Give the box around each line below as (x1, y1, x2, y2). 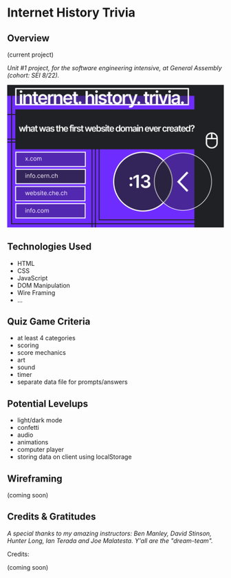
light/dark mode (16, 416, 63, 424)
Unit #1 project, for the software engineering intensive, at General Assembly (7, 64, 222, 72)
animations (16, 438, 49, 446)
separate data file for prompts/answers (16, 378, 129, 386)
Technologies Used (7, 241, 91, 253)
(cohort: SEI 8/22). (7, 71, 60, 79)
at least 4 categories (16, 334, 76, 342)
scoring (16, 341, 39, 349)
